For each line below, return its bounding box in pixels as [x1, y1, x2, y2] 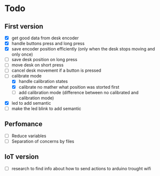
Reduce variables [11, 133, 46, 139]
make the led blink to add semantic [11, 105, 82, 112]
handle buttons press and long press [11, 41, 85, 47]
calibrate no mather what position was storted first [18, 84, 119, 90]
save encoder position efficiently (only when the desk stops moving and [11, 46, 155, 52]
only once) [11, 51, 33, 57]
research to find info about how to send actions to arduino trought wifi [11, 165, 151, 171]
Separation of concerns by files [11, 138, 74, 144]
